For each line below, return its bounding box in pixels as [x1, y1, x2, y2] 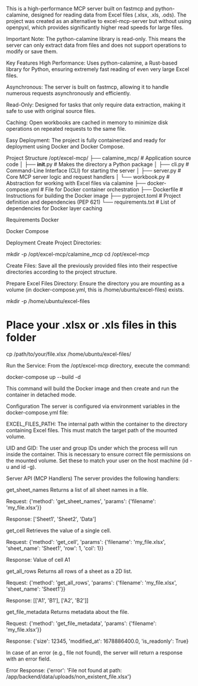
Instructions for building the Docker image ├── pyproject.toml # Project [6, 192, 181, 199]
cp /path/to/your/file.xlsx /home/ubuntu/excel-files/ [6, 350, 131, 358]
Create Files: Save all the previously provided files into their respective [6, 262, 178, 269]
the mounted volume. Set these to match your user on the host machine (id [6, 457, 189, 464]
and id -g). [11, 463, 37, 470]
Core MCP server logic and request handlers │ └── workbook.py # [6, 173, 170, 180]
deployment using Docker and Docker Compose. [6, 143, 125, 150]
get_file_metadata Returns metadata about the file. [6, 608, 129, 615]
